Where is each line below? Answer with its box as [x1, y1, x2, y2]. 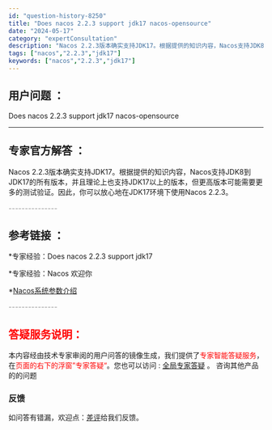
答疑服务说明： [8, 327, 83, 341]
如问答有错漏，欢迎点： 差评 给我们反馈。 [8, 413, 143, 423]
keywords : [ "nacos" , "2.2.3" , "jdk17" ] [8, 57, 136, 65]
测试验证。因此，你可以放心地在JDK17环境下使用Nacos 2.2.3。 [22, 187, 233, 196]
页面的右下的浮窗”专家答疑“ [15, 360, 108, 370]
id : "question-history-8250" [8, 11, 107, 20]
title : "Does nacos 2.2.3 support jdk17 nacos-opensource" [8, 19, 212, 27]
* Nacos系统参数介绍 [8, 286, 78, 296]
